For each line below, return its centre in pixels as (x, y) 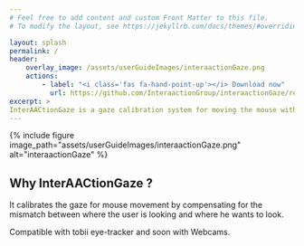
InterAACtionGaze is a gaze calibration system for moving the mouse (143, 109)
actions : (42, 76)
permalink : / (34, 51)
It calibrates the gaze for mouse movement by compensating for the (136, 205)
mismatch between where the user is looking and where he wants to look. (147, 214)
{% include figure (42, 136)
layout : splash (38, 43)
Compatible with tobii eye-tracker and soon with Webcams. (120, 232)
